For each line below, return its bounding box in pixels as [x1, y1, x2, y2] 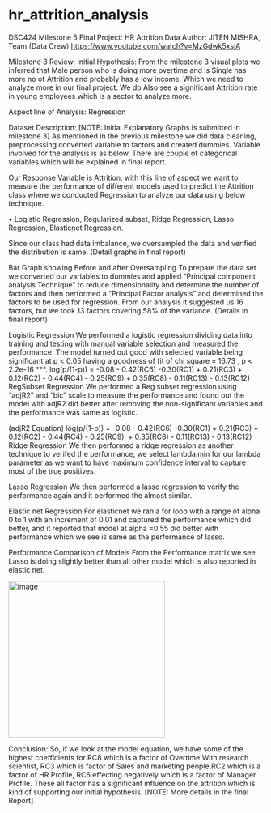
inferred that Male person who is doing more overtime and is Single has [8, 65, 247, 74]
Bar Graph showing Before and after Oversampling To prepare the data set [8, 262, 256, 272]
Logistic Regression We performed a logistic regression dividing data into [8, 330, 253, 339]
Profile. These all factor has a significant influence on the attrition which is [8, 778, 256, 788]
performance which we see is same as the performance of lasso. [8, 532, 225, 542]
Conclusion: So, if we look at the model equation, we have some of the [8, 743, 244, 754]
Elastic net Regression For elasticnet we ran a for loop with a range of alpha [8, 506, 260, 516]
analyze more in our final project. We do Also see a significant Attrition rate [8, 83, 258, 92]
